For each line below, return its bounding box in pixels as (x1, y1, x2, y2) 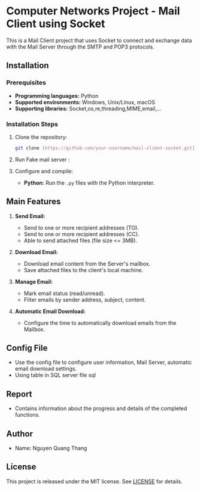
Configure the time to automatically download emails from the (23, 319, 177, 326)
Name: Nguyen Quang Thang (14, 445, 87, 452)
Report (6, 388, 32, 399)
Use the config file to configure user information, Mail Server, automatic (14, 359, 192, 366)
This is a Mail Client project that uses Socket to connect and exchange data (6, 37, 192, 44)
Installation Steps (6, 120, 59, 128)
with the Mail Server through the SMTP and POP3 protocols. (6, 43, 154, 50)
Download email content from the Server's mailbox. (23, 260, 151, 267)
